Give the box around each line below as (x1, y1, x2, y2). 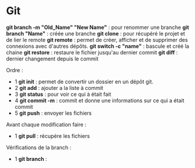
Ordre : (6, 66, 24, 73)
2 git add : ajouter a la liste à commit (14, 84, 104, 91)
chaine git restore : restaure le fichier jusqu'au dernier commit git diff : (6, 49, 178, 56)
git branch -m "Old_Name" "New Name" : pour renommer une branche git (6, 24, 190, 31)
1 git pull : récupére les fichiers (14, 132, 90, 140)
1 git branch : (14, 155, 47, 162)
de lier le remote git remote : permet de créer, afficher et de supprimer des (6, 36, 189, 43)
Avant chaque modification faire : (6, 121, 87, 128)
